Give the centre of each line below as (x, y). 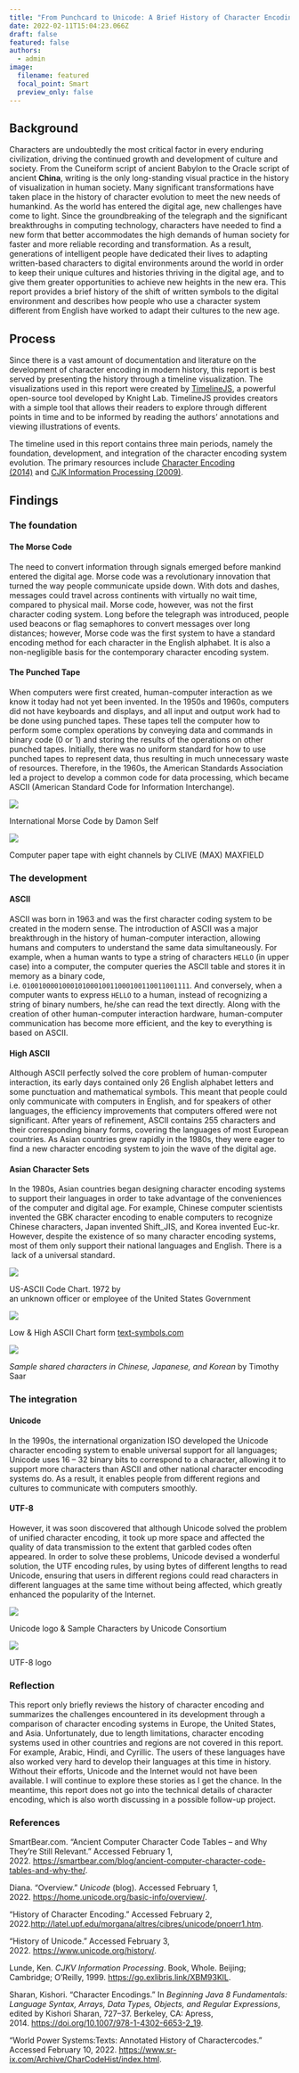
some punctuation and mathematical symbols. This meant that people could (148, 1092)
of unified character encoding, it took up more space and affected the (137, 1537)
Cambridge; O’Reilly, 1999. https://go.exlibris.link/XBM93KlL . (120, 1978)
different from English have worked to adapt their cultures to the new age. (145, 311)
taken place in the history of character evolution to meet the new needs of (145, 197)
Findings (34, 500)
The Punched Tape (45, 672)
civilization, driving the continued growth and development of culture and (144, 159)
